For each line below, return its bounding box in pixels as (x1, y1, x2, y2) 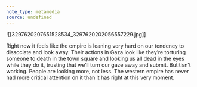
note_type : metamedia (6, 8, 60, 15)
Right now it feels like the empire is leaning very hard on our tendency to (6, 42, 184, 49)
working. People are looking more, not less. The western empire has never (6, 67, 189, 74)
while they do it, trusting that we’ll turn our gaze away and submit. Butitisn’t (6, 61, 191, 69)
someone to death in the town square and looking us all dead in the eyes (6, 55, 185, 62)
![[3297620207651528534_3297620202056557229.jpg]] (6, 30, 146, 38)
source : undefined (6, 14, 52, 20)
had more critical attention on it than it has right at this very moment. (6, 74, 175, 81)
